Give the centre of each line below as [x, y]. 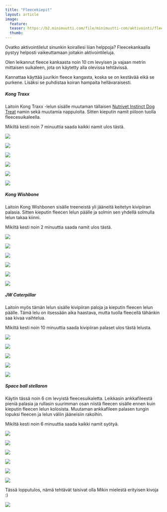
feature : [19, 24]
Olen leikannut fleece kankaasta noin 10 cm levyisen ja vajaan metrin [75, 62]
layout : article [22, 14]
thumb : [16, 33]
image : [12, 19]
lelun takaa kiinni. [23, 217]
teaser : [18, 28]
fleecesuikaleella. [23, 117]
